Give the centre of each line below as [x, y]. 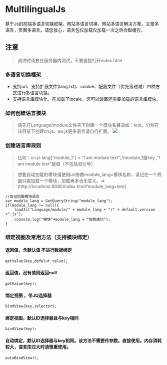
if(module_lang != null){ [32, 205]
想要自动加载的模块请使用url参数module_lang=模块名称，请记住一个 [87, 174]
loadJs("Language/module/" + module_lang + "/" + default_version [85, 210]
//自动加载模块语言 [22, 197]
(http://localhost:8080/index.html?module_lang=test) [72, 186]
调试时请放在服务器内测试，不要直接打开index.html [70, 60]
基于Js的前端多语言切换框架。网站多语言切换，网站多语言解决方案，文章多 [82, 24]
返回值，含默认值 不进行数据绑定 [39, 250]
